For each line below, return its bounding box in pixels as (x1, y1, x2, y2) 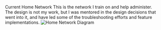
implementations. (5, 19, 40, 25)
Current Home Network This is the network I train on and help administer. (5, 4, 152, 10)
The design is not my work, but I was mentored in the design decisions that (5, 9, 156, 15)
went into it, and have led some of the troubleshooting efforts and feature (5, 15, 152, 20)
